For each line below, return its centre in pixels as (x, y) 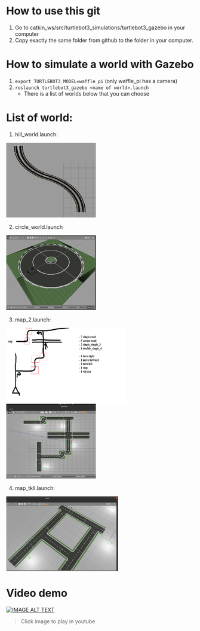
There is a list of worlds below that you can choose (87, 93)
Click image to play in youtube (58, 621)
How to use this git (53, 11)
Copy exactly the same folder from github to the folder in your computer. (104, 40)
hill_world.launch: (36, 134)
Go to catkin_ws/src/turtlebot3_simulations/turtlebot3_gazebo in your (100, 27)
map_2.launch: (33, 319)
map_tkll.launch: (35, 488)
